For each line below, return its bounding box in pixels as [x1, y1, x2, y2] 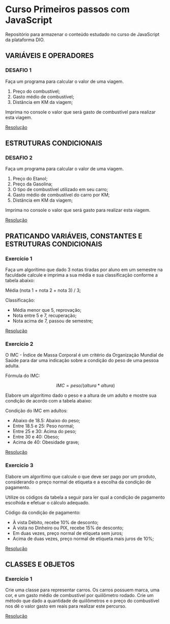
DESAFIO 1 [5, 67, 32, 74]
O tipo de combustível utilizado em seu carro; [12, 186, 108, 193]
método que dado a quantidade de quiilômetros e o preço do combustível [5, 598, 159, 604]
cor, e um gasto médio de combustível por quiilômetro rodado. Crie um [5, 592, 154, 599]
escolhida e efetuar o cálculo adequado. [5, 499, 90, 505]
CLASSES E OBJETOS [5, 560, 75, 568]
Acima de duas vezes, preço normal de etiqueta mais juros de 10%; [12, 535, 154, 541]
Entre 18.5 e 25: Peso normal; [12, 423, 74, 429]
